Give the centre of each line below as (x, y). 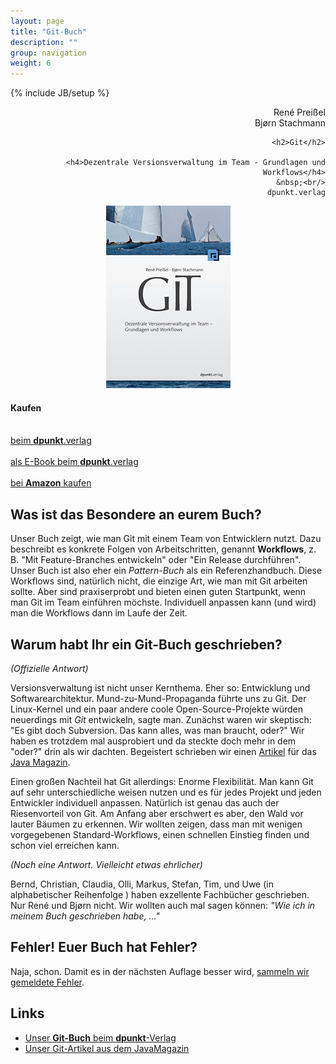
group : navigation (48, 53)
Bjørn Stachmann (290, 123)
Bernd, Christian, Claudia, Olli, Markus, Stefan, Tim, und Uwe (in (142, 884)
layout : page (37, 21)
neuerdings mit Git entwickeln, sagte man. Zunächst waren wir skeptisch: (161, 719)
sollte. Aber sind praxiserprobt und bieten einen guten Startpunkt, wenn (158, 592)
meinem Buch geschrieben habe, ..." (85, 916)
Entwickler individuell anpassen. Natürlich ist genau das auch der (145, 802)
